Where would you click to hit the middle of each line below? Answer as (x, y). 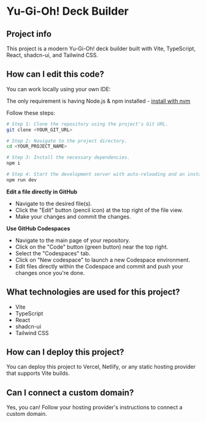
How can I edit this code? (55, 74)
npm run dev (21, 180)
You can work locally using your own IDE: (59, 89)
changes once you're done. (50, 273)
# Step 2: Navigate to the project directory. (67, 141)
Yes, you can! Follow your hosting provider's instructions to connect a (94, 407)
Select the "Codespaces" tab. (53, 253)
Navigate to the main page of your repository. (73, 240)
